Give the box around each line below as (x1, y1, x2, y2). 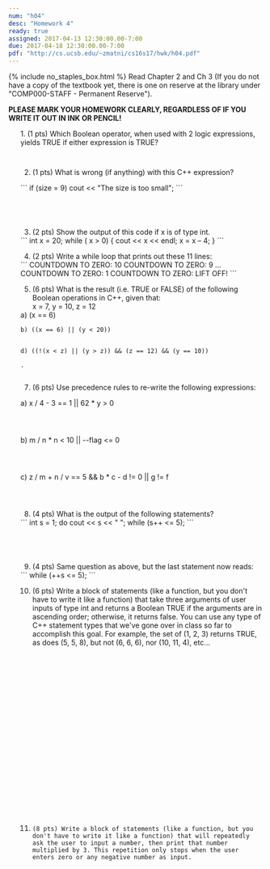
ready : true (8, 27, 49, 35)
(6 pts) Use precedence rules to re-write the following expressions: (32, 382, 256, 392)
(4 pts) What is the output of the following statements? (32, 509, 214, 518)
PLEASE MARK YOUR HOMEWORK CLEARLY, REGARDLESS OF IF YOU (8, 104, 247, 114)
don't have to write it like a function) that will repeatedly (32, 832, 251, 840)
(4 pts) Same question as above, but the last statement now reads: (32, 562, 254, 571)
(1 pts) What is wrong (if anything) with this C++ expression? (32, 168, 234, 177)
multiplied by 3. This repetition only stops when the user (32, 846, 239, 854)
